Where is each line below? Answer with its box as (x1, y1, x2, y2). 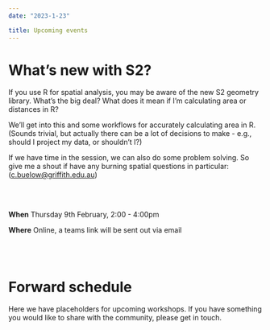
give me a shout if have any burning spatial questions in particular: (8, 162, 230, 171)
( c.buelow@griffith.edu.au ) (8, 170, 98, 179)
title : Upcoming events (8, 26, 89, 35)
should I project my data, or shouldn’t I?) (8, 138, 143, 147)
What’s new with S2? (8, 61, 152, 79)
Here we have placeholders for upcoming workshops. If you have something (8, 304, 262, 314)
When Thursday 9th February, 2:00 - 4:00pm (8, 210, 160, 220)
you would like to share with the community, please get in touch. (8, 313, 222, 323)
